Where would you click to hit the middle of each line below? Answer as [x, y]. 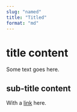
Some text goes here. [33, 69]
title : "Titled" [26, 17]
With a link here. [26, 103]
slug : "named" [24, 12]
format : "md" [23, 23]
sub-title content [38, 88]
